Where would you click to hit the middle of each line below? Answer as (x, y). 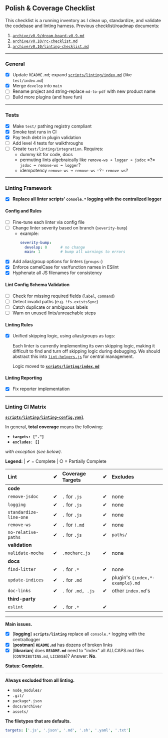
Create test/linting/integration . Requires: (58, 149)
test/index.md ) (28, 80)
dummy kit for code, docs (46, 154)
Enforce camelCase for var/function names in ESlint (65, 267)
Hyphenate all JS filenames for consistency (57, 273)
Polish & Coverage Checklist (50, 8)
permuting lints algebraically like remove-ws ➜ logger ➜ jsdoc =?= (87, 160)
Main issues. (19, 624)
